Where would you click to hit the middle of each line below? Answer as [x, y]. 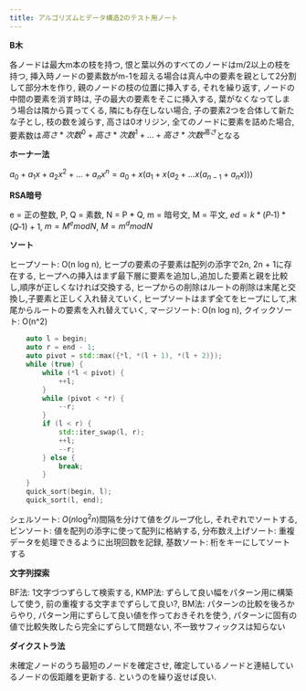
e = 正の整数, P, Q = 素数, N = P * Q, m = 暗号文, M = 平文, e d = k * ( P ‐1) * [148, 215]
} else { [59, 457]
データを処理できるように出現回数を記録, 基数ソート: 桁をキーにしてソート [150, 542]
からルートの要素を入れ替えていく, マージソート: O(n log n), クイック [147, 310]
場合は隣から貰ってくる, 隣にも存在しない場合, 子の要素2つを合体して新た [156, 110]
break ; [71, 466]
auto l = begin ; [57, 339]
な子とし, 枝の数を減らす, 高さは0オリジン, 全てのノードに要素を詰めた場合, [152, 121]
